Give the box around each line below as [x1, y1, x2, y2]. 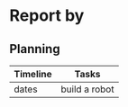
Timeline [14, 68, 52, 80]
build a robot [60, 83, 114, 95]
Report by [9, 5, 85, 26]
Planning [9, 41, 60, 57]
